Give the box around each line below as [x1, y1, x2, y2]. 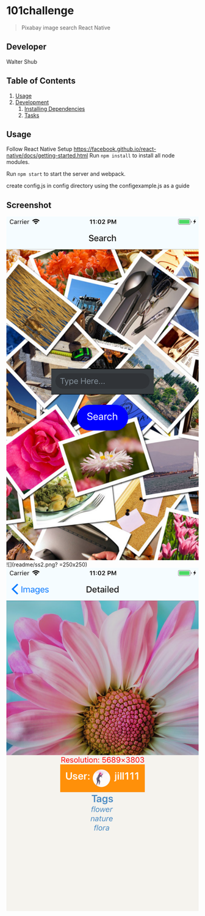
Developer [6, 42, 47, 52]
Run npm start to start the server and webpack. [6, 170, 126, 178]
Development [15, 99, 49, 106]
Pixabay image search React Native [21, 24, 111, 31]
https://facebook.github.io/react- [73, 145, 157, 153]
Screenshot [6, 200, 52, 210]
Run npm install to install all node [89, 152, 175, 159]
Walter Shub [6, 58, 38, 65]
